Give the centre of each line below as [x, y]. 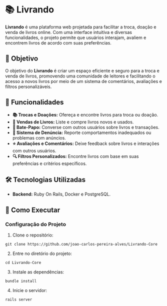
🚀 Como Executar [33, 210]
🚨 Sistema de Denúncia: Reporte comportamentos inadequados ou [82, 132]
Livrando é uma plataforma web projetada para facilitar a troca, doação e [81, 27]
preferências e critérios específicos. [49, 163]
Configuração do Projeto [36, 224]
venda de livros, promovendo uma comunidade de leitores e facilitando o [80, 76]
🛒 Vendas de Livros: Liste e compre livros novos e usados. [73, 122]
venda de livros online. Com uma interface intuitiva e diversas [69, 32]
